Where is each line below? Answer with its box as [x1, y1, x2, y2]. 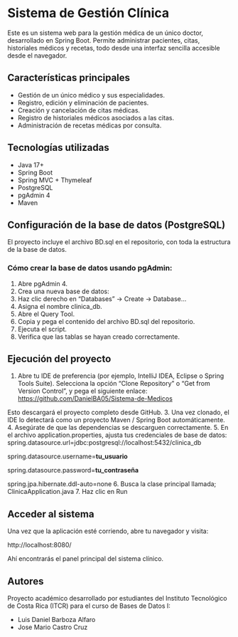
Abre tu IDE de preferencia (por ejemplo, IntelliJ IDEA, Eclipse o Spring [17, 372, 225, 380]
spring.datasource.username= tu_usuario [7, 452, 128, 460]
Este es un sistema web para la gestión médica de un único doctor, [7, 28, 204, 37]
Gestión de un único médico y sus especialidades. [17, 90, 166, 99]
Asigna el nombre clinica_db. [17, 302, 103, 310]
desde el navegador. [7, 51, 67, 60]
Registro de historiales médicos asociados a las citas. [17, 113, 175, 122]
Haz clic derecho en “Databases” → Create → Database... [17, 294, 187, 303]
